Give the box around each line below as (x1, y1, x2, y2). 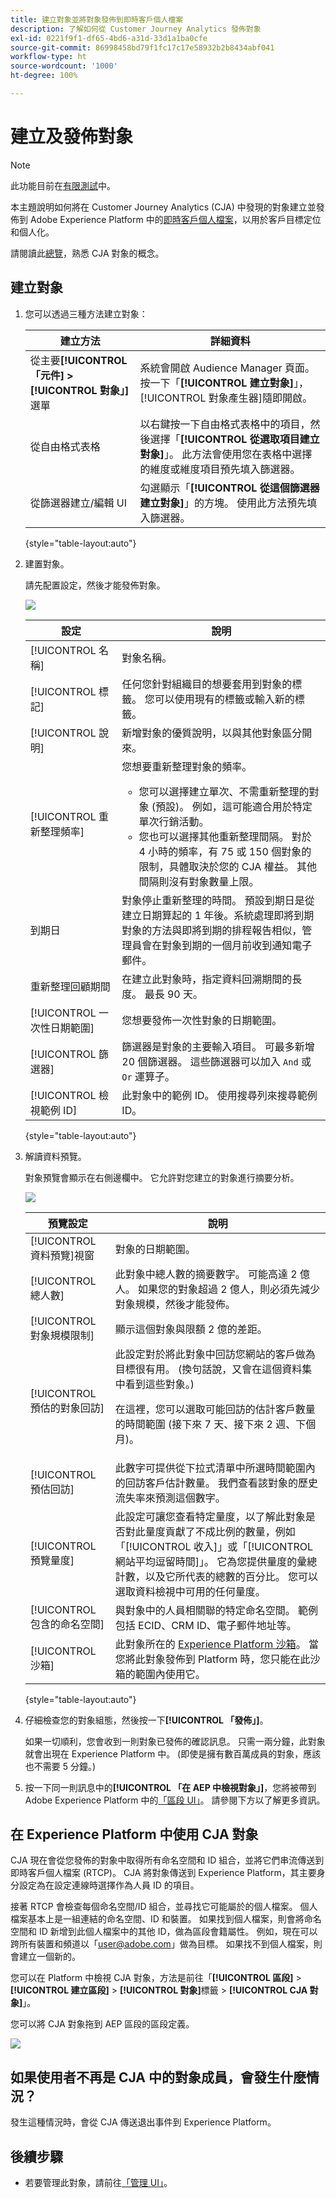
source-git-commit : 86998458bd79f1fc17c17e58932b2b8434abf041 (10, 42, 275, 53)
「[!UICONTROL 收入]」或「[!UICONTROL (114, 1539, 314, 1553)
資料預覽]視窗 (29, 1248, 95, 1262)
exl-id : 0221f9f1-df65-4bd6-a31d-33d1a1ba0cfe (10, 33, 208, 43)
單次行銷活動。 (138, 814, 210, 828)
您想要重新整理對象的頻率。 (121, 759, 253, 773)
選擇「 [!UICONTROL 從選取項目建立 (149, 432, 320, 446)
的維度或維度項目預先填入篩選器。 (139, 462, 301, 476)
